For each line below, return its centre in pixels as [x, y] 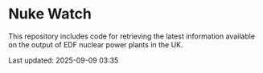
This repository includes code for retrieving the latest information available [132, 36]
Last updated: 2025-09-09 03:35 [64, 60]
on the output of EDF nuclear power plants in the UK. [96, 44]
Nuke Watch [50, 14]
